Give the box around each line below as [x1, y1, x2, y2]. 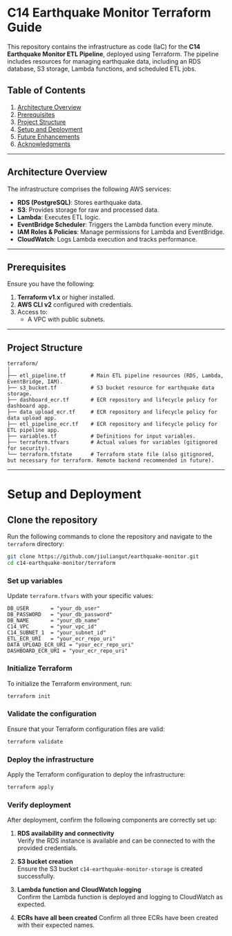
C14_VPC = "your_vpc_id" [7, 623, 97, 631]
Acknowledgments [17, 140, 71, 148]
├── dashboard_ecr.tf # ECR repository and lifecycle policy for [7, 397, 217, 404]
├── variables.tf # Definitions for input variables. [7, 433, 196, 440]
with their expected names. [17, 921, 95, 929]
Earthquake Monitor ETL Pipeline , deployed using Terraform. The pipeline [7, 50, 219, 58]
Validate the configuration [7, 709, 97, 719]
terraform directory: [7, 540, 64, 548]
